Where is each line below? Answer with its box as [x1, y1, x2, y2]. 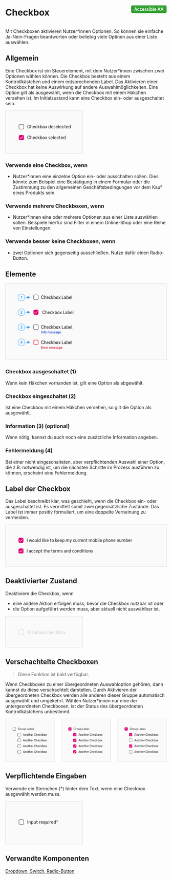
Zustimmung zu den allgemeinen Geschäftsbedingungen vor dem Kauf [12, 184, 162, 190]
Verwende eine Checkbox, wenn [5, 161, 88, 168]
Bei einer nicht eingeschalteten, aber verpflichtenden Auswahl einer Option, [5, 458, 165, 465]
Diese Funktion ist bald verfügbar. [17, 671, 90, 677]
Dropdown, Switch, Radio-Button [5, 868, 75, 874]
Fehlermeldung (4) [5, 447, 53, 454]
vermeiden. [5, 514, 30, 521]
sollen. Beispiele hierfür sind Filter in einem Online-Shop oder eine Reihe [12, 220, 166, 226]
